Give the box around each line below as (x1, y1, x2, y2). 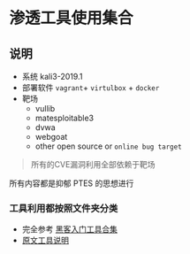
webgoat (34, 132, 68, 142)
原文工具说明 (21, 235, 69, 246)
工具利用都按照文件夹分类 (9, 202, 118, 214)
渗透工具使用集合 (9, 8, 134, 28)
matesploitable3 (34, 112, 95, 123)
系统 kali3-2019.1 (21, 72, 83, 81)
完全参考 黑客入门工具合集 (21, 224, 118, 235)
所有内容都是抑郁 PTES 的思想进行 (9, 178, 134, 189)
